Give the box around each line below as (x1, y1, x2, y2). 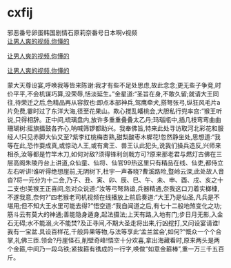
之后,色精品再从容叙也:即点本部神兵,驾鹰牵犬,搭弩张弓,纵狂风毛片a (33, 98, 221, 106)
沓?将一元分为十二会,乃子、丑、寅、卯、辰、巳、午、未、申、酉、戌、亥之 (7, 176, 218, 184)
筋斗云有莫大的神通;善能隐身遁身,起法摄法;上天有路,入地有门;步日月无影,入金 (7, 210, 223, 218)
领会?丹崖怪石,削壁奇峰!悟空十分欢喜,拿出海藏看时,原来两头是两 (41, 236, 221, 244)
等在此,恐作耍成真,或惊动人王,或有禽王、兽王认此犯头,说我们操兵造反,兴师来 (7, 141, 222, 150)
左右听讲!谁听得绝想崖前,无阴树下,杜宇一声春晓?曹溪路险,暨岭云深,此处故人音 (7, 167, 225, 175)
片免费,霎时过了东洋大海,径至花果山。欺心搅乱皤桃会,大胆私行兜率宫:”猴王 (7, 107, 217, 115)
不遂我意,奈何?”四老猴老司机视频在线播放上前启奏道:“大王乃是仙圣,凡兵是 (7, 193, 214, 201)
